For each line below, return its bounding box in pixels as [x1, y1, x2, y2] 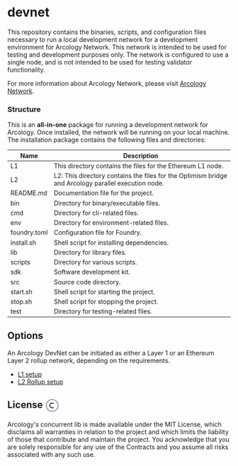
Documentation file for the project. [53, 189, 154, 197]
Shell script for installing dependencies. [53, 238, 169, 247]
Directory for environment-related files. [53, 218, 169, 227]
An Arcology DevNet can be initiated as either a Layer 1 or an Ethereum [7, 348, 215, 357]
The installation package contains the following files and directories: [7, 135, 207, 144]
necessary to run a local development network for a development [7, 35, 198, 43]
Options [7, 330, 44, 342]
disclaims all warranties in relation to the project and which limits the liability [7, 427, 229, 436]
